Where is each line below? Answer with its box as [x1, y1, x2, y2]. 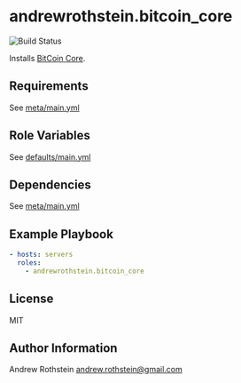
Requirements [9, 78, 89, 94]
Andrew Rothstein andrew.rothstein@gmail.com [9, 364, 183, 375]
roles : [17, 259, 42, 267]
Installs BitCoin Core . [9, 52, 86, 63]
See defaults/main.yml [9, 151, 91, 162]
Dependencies [9, 177, 91, 192]
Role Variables [9, 128, 90, 143]
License [9, 291, 54, 307]
